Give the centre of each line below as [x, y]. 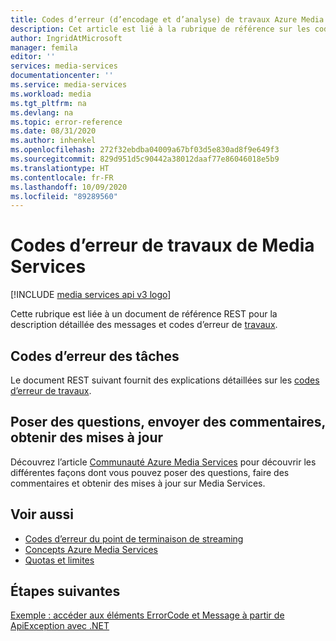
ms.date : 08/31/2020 [53, 131]
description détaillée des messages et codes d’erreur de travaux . [144, 325]
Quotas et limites [59, 560]
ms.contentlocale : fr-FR [62, 177]
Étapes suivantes [65, 591]
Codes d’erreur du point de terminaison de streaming [134, 538]
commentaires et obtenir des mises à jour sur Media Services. [138, 483]
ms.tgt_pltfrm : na [48, 103]
